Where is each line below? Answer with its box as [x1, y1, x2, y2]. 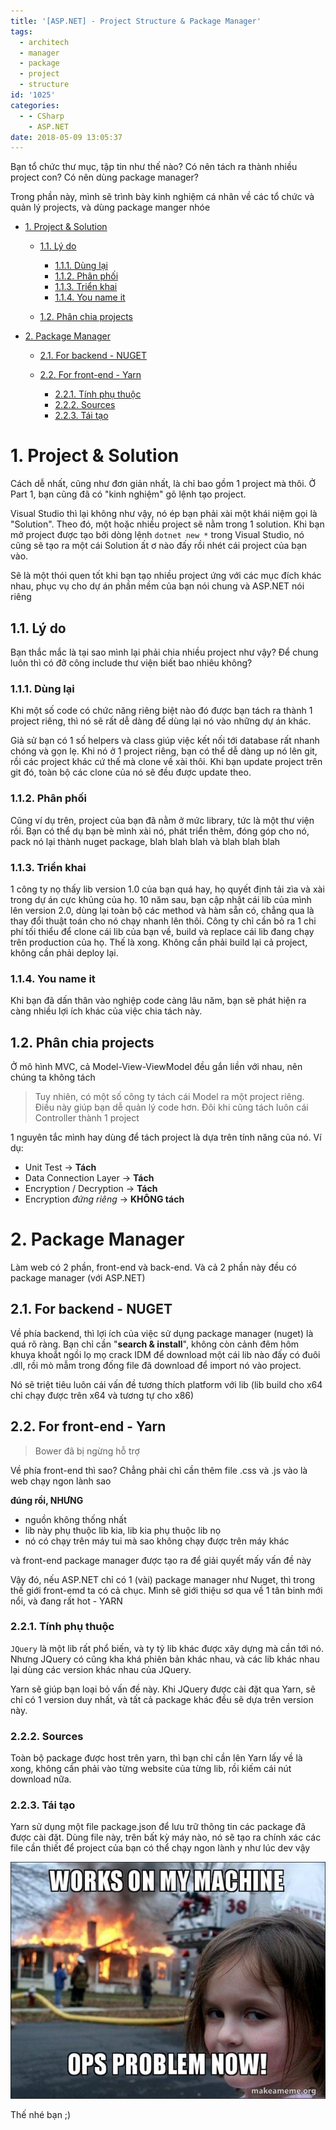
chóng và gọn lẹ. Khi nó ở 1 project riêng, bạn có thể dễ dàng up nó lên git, [10, 745, 318, 757]
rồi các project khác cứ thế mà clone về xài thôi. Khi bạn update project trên [10, 756, 323, 768]
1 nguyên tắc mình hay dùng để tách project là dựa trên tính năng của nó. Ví [10, 1131, 322, 1143]
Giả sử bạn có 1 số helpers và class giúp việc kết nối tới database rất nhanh [10, 735, 320, 747]
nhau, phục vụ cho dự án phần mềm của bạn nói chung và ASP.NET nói [10, 580, 305, 592]
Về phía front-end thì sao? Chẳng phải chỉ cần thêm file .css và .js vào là [10, 1464, 308, 1476]
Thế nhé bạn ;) [10, 2108, 72, 2120]
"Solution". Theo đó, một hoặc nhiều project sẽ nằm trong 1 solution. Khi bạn [10, 518, 325, 530]
